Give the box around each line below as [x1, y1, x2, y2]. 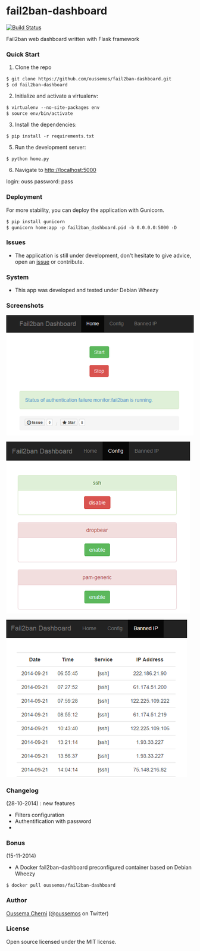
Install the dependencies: [14, 121, 77, 129]
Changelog [6, 786, 39, 794]
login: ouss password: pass [6, 178, 73, 185]
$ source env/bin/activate [6, 111, 73, 117]
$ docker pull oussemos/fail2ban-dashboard [6, 883, 116, 889]
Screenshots [6, 302, 44, 310]
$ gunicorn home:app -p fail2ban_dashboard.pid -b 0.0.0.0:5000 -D [6, 224, 177, 230]
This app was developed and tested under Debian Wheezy [14, 287, 159, 294]
